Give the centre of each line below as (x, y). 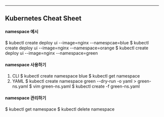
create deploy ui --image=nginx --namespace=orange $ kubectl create (77, 48)
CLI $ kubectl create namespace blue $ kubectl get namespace (76, 76)
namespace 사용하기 (26, 65)
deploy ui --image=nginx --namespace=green (51, 53)
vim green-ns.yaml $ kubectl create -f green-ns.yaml (86, 86)
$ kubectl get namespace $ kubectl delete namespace (60, 109)
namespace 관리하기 (26, 98)
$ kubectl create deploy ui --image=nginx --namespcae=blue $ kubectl (77, 42)
